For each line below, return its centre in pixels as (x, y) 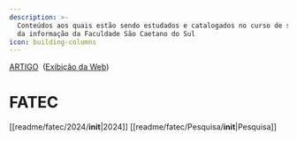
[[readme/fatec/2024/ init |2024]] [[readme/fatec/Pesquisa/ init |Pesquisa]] (143, 127)
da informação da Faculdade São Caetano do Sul (107, 33)
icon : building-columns (53, 42)
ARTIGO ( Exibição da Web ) (59, 67)
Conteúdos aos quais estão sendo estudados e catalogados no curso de (150, 26)
